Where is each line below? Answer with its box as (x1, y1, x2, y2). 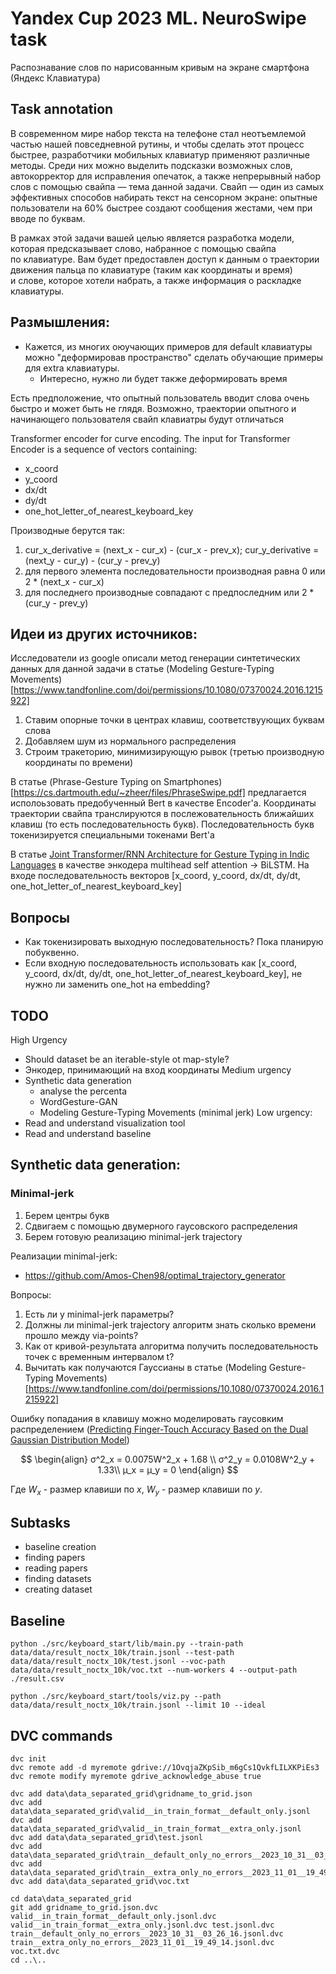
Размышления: (10, 314, 110, 331)
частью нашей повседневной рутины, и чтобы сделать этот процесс (10, 138, 305, 150)
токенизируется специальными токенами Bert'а (10, 829, 215, 841)
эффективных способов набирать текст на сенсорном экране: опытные (10, 191, 318, 203)
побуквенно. (24, 947, 80, 959)
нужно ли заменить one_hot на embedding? (24, 978, 211, 991)
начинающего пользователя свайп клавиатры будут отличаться (10, 413, 285, 425)
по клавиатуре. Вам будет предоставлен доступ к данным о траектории (10, 253, 320, 265)
